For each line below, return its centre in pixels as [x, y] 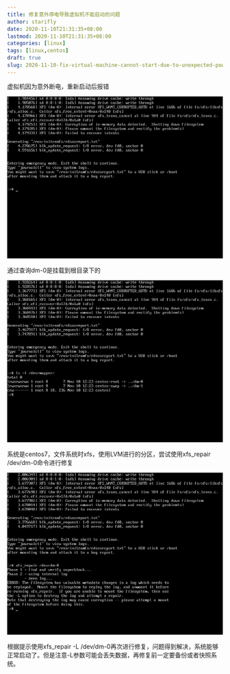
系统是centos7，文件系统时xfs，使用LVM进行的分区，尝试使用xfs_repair [109, 454]
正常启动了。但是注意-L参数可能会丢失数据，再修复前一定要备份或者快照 [109, 655]
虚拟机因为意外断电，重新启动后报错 [58, 86]
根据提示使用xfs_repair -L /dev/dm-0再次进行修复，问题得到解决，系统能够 [113, 646]
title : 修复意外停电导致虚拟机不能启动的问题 [64, 14]
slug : [15, 65]
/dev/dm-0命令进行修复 [40, 462]
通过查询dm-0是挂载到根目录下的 [54, 270]
